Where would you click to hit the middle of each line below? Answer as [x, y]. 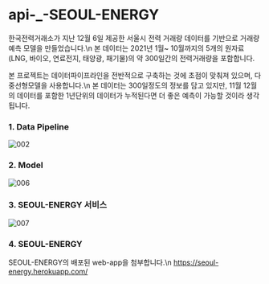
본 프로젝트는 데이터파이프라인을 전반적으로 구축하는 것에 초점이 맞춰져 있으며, [130, 75]
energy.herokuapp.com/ [48, 272]
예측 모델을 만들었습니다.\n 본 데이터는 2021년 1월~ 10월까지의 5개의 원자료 [126, 48]
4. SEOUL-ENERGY [45, 244]
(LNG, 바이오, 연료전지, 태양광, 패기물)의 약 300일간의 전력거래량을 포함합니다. [132, 58]
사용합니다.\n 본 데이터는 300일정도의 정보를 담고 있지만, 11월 [146, 85]
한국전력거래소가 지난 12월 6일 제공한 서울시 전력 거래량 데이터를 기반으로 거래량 [134, 38]
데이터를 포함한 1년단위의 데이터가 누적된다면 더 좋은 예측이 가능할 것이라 [130, 95]
